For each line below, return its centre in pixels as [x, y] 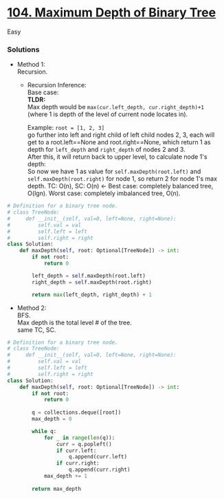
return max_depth [56, 489]
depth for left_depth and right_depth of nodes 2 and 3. [106, 150]
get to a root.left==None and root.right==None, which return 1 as [119, 142]
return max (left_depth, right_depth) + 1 [92, 295]
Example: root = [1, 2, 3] [66, 128]
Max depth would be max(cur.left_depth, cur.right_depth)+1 [116, 107]
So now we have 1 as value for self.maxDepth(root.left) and [114, 171]
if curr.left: [76, 451]
